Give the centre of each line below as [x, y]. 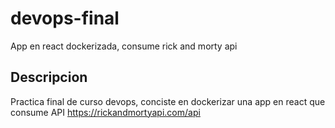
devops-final [65, 18]
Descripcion [49, 77]
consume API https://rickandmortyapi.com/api [105, 112]
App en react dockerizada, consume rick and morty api [124, 46]
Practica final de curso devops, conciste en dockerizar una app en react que [168, 101]
